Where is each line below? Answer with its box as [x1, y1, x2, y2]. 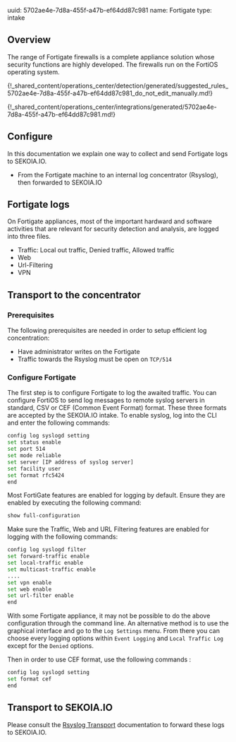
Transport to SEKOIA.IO [7, 702, 113, 714]
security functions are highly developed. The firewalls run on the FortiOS [7, 60, 218, 69]
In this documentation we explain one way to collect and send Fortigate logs [7, 149, 228, 158]
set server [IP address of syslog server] [7, 459, 134, 466]
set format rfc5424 [7, 471, 65, 479]
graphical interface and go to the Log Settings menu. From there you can [7, 627, 221, 635]
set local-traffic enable [7, 560, 83, 567]
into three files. [7, 232, 51, 241]
